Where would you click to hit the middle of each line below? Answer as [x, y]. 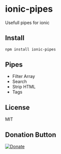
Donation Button [31, 135]
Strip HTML [24, 87]
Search [19, 81]
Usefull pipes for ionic [27, 23]
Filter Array [24, 77]
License [17, 107]
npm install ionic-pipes [30, 49]
